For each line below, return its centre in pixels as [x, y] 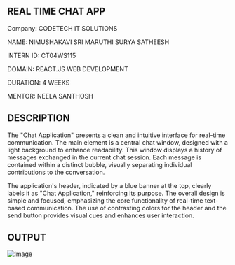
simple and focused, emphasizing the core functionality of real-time [105, 200]
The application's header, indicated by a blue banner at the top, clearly [109, 185]
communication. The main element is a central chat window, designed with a [117, 142]
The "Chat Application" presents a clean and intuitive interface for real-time [116, 135]
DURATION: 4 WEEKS [39, 83]
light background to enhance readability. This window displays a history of [115, 150]
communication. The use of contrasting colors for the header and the [127, 208]
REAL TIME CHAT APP [56, 12]
